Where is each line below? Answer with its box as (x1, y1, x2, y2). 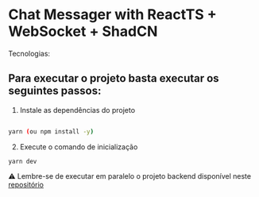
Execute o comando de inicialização (19, 141, 138, 152)
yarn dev (8, 157, 37, 165)
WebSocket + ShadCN (8, 22, 158, 41)
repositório (8, 180, 44, 189)
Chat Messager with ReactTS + (8, 6, 217, 24)
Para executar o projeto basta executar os (8, 71, 220, 85)
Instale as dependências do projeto (19, 105, 136, 114)
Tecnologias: (8, 48, 50, 58)
